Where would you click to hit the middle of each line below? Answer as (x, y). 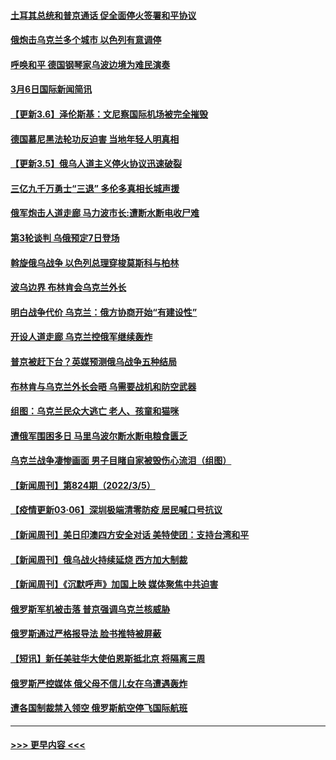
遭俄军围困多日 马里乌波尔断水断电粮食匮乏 (99, 436)
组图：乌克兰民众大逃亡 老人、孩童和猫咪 (95, 411)
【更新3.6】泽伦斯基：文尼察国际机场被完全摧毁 (109, 114)
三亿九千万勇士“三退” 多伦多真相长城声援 (95, 188)
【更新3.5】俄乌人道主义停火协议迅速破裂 (96, 164)
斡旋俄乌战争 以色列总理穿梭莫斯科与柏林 (95, 262)
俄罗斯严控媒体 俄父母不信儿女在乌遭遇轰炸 (99, 683)
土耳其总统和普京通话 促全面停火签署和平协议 (103, 15)
